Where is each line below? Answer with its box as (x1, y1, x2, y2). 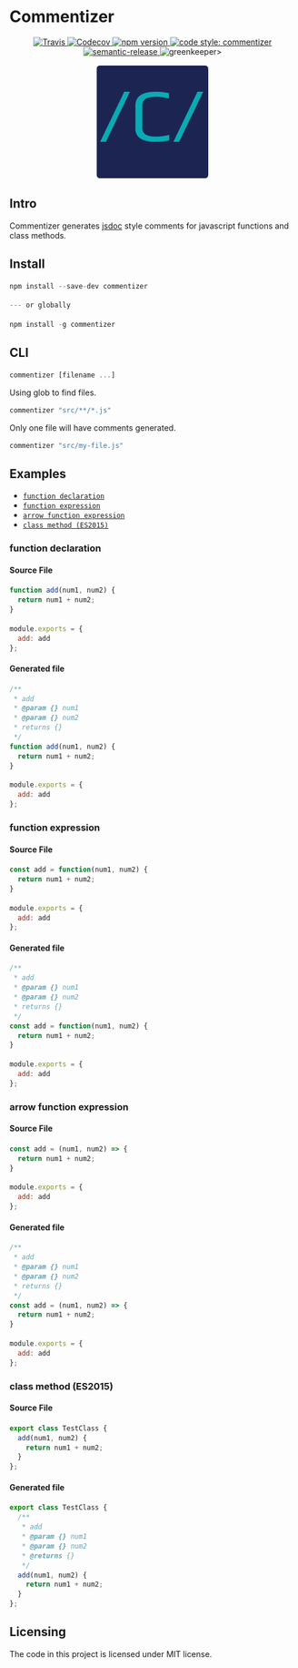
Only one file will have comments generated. (9, 422, 176, 433)
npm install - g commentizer (9, 320, 116, 330)
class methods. (9, 229, 66, 240)
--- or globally (9, 300, 71, 310)
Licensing (9, 1624, 66, 1640)
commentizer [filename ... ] (9, 371, 116, 380)
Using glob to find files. (9, 387, 97, 398)
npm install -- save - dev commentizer (9, 281, 148, 290)
